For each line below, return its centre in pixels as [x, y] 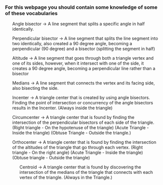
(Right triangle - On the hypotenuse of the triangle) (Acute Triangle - [81, 128]
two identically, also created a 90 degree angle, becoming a [72, 44]
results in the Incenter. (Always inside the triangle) [62, 108]
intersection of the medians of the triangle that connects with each [86, 172]
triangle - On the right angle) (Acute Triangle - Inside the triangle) [78, 152]
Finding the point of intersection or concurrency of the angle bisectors [82, 103]
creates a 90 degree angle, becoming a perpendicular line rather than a [84, 68]
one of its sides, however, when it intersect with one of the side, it [78, 63]
